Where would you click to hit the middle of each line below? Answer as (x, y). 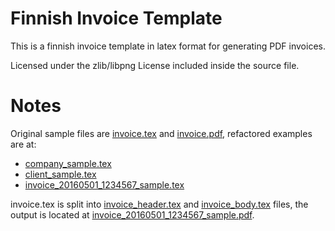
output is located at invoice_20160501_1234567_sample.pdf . (132, 214)
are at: (23, 144)
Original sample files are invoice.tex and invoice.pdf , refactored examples (161, 133)
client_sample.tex (60, 174)
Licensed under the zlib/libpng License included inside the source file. (155, 65)
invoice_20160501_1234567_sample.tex (104, 184)
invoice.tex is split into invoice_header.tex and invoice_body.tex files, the (159, 204)
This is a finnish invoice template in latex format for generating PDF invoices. (168, 46)
